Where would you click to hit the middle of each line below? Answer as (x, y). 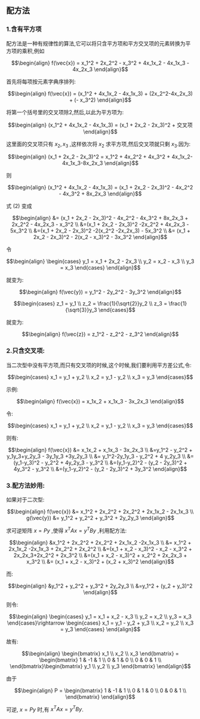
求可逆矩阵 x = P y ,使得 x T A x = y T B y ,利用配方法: (67, 530)
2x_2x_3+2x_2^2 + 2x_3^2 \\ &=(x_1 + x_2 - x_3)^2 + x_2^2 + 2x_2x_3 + (100, 555)
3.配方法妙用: (25, 485)
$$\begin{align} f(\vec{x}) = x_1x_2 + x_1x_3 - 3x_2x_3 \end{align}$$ (100, 401)
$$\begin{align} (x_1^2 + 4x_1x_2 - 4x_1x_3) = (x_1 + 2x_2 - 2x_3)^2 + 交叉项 (100, 125)
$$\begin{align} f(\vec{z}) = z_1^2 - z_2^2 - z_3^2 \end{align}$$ (100, 334)
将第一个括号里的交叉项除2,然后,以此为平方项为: (65, 112)
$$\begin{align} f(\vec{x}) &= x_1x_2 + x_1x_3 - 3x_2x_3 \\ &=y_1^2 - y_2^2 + (100, 449)
